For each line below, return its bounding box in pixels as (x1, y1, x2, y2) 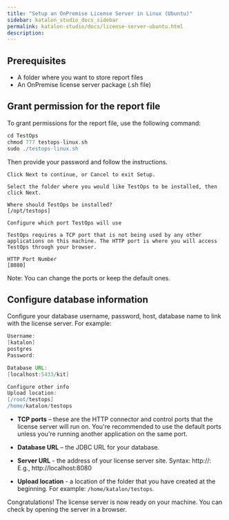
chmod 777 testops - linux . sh (7, 139, 88, 146)
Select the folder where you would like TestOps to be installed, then (7, 183, 217, 190)
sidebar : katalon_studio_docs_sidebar (7, 17, 119, 23)
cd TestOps (7, 132, 39, 139)
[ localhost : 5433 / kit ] (7, 371, 70, 378)
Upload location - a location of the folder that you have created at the (17, 477, 216, 485)
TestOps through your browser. (7, 243, 97, 251)
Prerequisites (7, 55, 66, 66)
